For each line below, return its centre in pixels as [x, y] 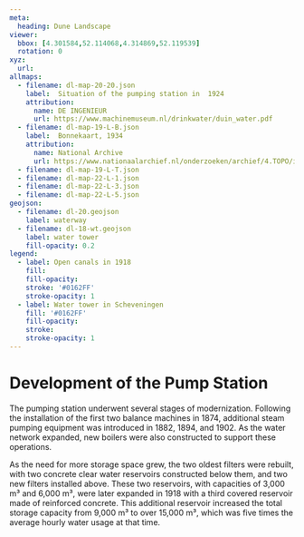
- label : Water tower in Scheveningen [91, 305]
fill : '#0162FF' [57, 313]
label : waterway [57, 220]
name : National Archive [78, 152]
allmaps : [26, 77]
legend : [24, 254]
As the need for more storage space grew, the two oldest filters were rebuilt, [152, 464]
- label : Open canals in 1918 [74, 263]
